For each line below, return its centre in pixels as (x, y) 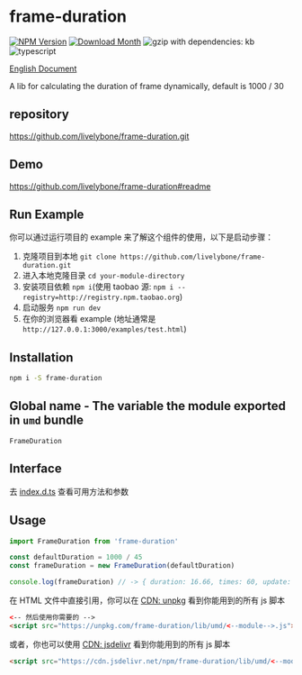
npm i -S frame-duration (56, 379)
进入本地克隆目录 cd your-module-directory (103, 276)
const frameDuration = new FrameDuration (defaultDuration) (122, 566)
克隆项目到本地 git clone (69, 256)
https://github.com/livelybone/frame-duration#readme (110, 186)
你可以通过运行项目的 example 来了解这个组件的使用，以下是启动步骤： (142, 237)
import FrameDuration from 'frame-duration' (94, 541)
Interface (36, 469)
